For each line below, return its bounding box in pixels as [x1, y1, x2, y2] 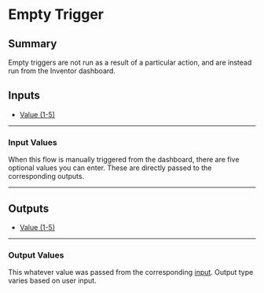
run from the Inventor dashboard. [8, 66, 116, 76]
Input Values [8, 136, 57, 147]
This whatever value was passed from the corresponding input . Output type [8, 268, 254, 277]
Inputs [8, 89, 41, 102]
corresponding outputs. [8, 172, 85, 181]
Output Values [8, 250, 64, 261]
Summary [8, 37, 57, 50]
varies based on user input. [8, 276, 97, 285]
